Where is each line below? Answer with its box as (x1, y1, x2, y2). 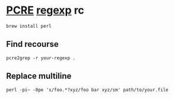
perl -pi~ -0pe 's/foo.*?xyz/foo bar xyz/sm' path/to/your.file (6, 87, 169, 92)
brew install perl (6, 23, 52, 29)
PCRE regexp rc (6, 4, 84, 17)
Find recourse (6, 39, 59, 49)
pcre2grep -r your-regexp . (6, 55, 76, 61)
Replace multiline (6, 71, 72, 81)
